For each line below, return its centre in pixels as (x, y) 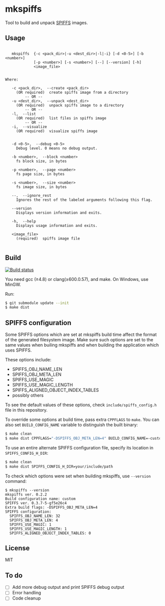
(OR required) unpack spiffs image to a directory (70, 105)
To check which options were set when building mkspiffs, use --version (78, 476)
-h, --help (24, 221)
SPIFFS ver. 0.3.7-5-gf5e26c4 (36, 503)
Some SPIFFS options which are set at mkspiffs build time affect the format (81, 334)
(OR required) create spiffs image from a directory (72, 92)
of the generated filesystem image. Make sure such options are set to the (79, 340)
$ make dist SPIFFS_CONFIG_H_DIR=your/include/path (59, 467)
